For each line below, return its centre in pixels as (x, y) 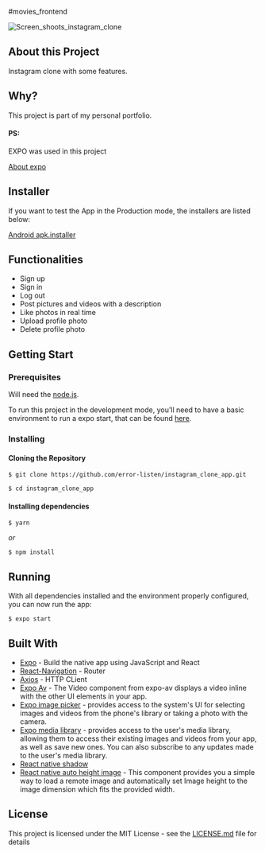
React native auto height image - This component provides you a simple (137, 773)
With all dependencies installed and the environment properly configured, (129, 596)
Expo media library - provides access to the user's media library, (125, 730)
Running (30, 576)
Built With (33, 643)
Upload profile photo (54, 321)
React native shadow (54, 764)
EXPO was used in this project (58, 151)
